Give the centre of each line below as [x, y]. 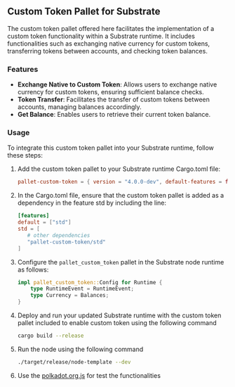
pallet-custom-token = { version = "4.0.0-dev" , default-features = [120, 182]
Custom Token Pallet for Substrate [84, 12]
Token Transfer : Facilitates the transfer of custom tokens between [114, 100]
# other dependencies [59, 235]
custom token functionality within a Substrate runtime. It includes [101, 36]
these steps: [25, 156]
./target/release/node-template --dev [74, 362]
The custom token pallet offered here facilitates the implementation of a [111, 28]
